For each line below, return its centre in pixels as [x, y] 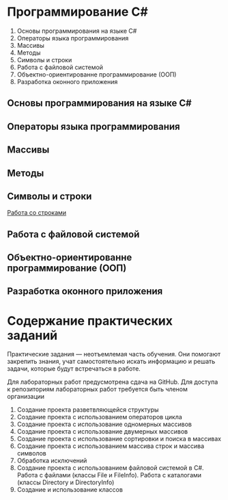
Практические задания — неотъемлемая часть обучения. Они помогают [114, 354]
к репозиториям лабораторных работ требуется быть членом [97, 389]
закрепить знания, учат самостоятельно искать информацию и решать [111, 361]
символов [31, 453]
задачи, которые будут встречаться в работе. [74, 369]
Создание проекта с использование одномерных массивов [104, 424]
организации [26, 397]
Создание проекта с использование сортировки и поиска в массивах [119, 439]
